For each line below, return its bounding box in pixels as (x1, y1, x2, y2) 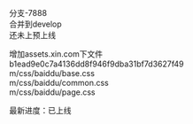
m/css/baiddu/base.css (9, 68, 96, 78)
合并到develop (9, 19, 62, 29)
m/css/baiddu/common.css (9, 78, 109, 88)
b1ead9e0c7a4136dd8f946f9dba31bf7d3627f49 (9, 58, 184, 69)
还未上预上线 (9, 30, 56, 40)
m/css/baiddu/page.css (9, 87, 96, 97)
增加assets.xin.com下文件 (9, 49, 104, 59)
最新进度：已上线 (9, 105, 72, 115)
